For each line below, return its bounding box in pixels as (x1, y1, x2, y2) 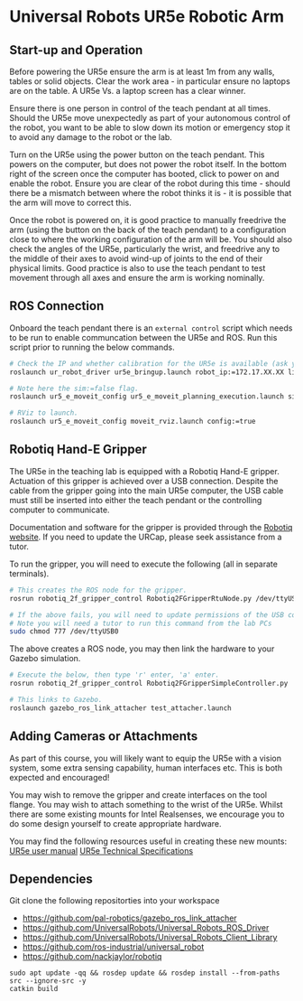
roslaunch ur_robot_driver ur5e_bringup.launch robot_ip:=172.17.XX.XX (9, 368, 284, 377)
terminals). (9, 567, 50, 579)
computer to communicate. (9, 504, 110, 515)
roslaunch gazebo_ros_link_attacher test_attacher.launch (9, 703, 232, 713)
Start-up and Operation (9, 42, 143, 58)
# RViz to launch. (9, 408, 78, 417)
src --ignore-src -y (9, 977, 87, 986)
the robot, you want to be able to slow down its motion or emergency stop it (9, 122, 290, 133)
